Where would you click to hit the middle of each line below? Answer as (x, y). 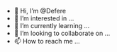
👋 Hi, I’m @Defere (40, 11)
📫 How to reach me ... (47, 41)
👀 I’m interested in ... (44, 18)
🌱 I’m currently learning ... (52, 26)
